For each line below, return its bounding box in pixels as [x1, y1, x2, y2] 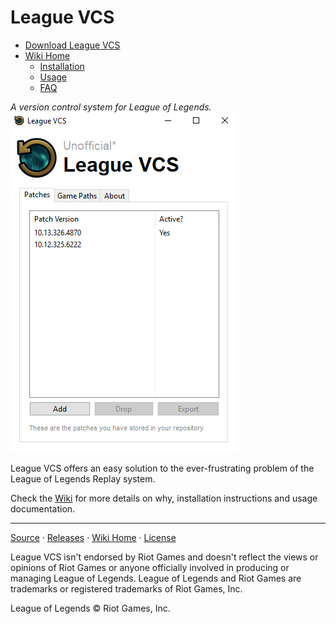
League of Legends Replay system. [10, 472, 156, 485]
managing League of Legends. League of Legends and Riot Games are [10, 572, 302, 584]
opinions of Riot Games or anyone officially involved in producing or [10, 561, 290, 573]
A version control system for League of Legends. [10, 101, 212, 113]
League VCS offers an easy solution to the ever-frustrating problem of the [10, 462, 315, 474]
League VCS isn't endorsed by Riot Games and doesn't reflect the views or [10, 551, 319, 563]
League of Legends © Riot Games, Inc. [10, 602, 171, 614]
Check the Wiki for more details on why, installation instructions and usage [10, 492, 318, 504]
